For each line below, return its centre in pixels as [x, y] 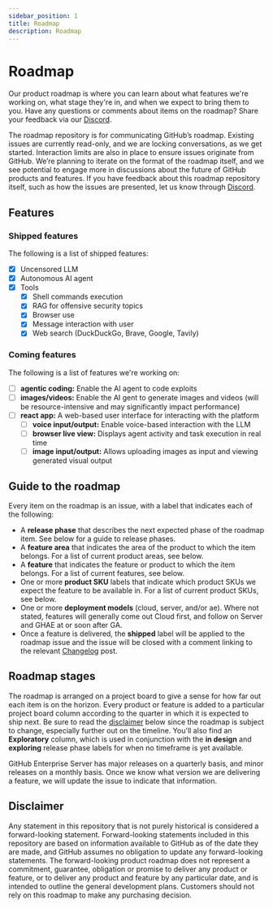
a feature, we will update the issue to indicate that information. [113, 780]
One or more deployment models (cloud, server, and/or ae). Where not [139, 607]
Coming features [42, 355]
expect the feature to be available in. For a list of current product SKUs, [139, 590]
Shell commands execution [78, 296]
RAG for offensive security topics [88, 306]
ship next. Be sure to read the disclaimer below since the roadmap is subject [136, 722]
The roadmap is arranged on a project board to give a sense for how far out [135, 696]
